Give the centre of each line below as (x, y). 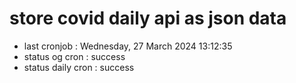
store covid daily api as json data (148, 18)
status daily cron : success (79, 67)
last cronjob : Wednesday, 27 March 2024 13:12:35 (128, 46)
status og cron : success (74, 56)
